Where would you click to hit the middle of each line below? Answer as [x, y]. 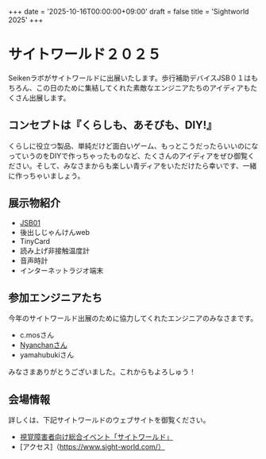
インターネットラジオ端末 [62, 270]
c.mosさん [37, 335]
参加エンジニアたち [55, 297]
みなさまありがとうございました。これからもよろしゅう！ [102, 372]
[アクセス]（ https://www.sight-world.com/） [92, 447]
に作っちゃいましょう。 [46, 175]
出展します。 [50, 98]
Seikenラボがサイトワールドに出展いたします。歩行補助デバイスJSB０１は [130, 78]
